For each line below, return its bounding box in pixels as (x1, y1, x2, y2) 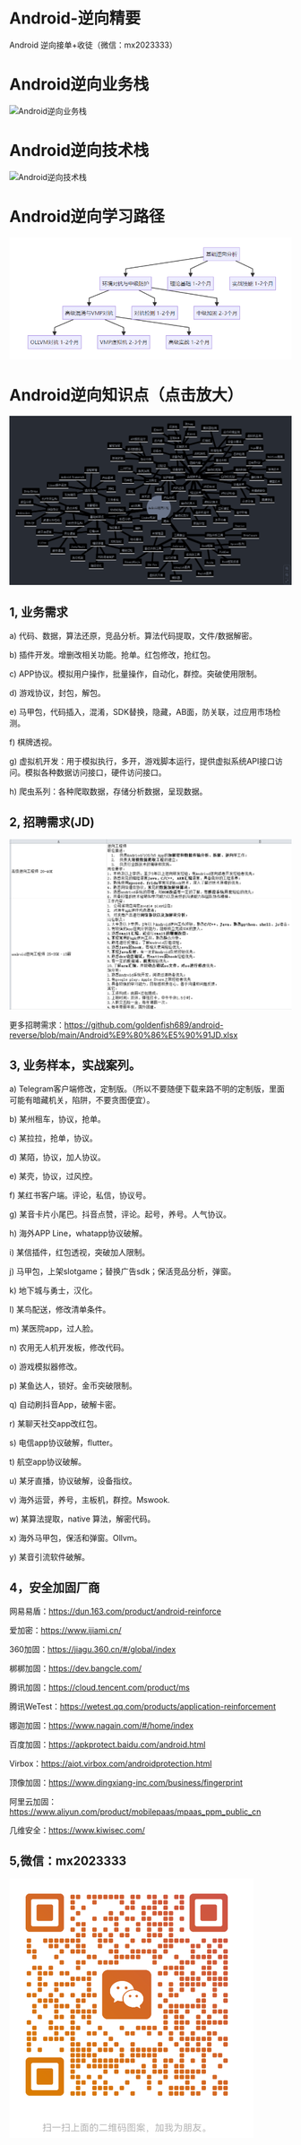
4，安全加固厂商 (9, 1581, 100, 1596)
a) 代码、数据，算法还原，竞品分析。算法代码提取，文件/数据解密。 (9, 630, 257, 641)
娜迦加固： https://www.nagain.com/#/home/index (9, 1719, 194, 1730)
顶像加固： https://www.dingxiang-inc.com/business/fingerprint (9, 1777, 244, 1787)
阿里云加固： (9, 1796, 56, 1806)
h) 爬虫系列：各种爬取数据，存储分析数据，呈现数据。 (9, 786, 208, 797)
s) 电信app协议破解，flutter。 (9, 1437, 118, 1448)
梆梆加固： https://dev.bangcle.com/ (9, 1663, 142, 1674)
